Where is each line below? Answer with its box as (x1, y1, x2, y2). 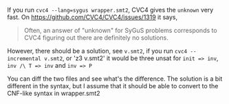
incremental (7, 55, 41, 62)
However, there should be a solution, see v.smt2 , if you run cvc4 (7, 47, 188, 55)
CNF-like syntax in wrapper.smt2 (7, 89, 101, 97)
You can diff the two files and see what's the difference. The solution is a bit (7, 75, 223, 83)
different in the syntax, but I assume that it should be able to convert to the (7, 82, 219, 90)
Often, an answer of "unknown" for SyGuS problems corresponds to (23, 27, 218, 34)
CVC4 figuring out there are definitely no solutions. (23, 34, 168, 42)
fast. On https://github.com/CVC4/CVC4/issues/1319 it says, (7, 13, 178, 21)
